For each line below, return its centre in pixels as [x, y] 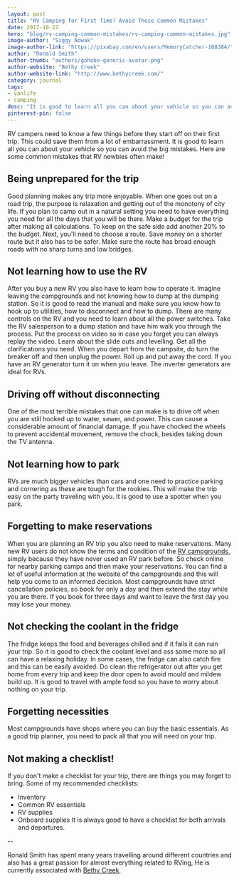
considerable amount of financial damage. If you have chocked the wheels [117, 427]
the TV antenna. [31, 442]
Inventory [32, 797]
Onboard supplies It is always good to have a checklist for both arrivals [122, 820]
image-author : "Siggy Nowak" [51, 41]
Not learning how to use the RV [78, 271]
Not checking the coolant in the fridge [93, 627]
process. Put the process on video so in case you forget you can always [113, 334]
